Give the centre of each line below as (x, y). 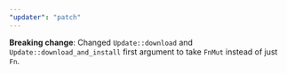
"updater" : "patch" (45, 17)
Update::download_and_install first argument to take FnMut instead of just (143, 51)
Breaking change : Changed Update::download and (101, 42)
